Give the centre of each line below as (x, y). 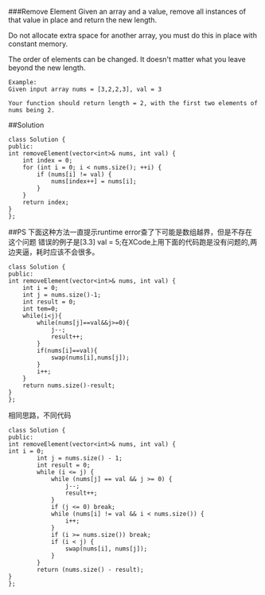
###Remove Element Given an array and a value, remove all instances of (127, 12)
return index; (46, 202)
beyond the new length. (47, 68)
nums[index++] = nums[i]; (94, 182)
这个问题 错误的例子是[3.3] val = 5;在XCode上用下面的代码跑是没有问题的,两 (132, 242)
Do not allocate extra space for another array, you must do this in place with (132, 35)
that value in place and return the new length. (83, 20)
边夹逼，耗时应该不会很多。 (54, 252)
